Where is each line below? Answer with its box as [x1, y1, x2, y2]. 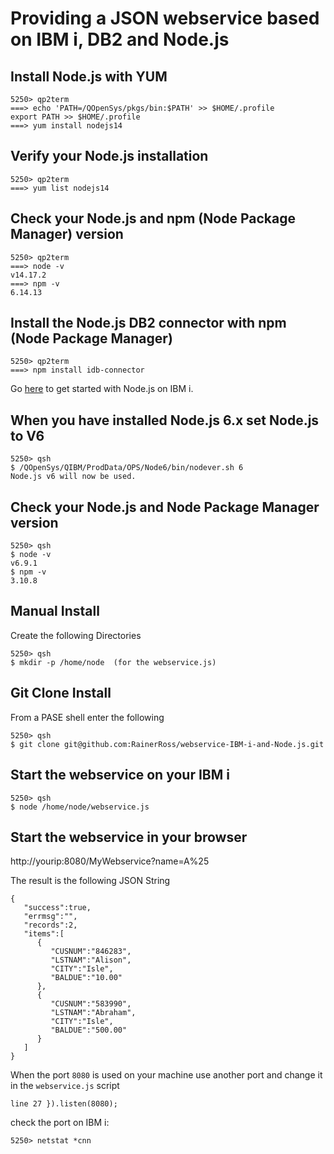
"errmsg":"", [23, 912, 78, 922]
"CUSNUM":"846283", [50, 947, 132, 957]
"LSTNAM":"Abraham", [50, 1008, 137, 1018]
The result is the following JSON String [10, 875, 171, 887]
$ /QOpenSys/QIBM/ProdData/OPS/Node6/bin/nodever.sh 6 [10, 463, 244, 473]
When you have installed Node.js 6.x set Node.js [10, 412, 320, 429]
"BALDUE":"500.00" [50, 1025, 128, 1036]
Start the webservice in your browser [10, 828, 248, 846]
